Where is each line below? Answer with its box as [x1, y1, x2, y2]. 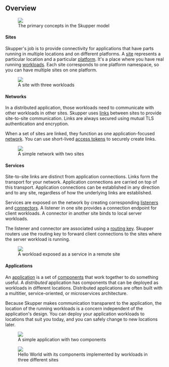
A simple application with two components [18, 336, 106, 342]
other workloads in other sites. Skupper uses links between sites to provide [5, 110, 162, 116]
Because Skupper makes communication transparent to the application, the [5, 300, 162, 306]
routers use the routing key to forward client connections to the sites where [5, 231, 162, 237]
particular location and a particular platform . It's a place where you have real [5, 56, 164, 62]
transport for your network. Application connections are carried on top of [5, 179, 157, 185]
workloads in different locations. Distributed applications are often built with [5, 284, 163, 291]
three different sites [18, 356, 59, 362]
